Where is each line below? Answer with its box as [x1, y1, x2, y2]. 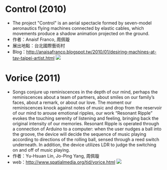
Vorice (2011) [5, 73, 61, 84]
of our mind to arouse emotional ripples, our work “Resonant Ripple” [12, 110, 153, 116]
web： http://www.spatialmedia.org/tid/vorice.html [12, 159, 116, 165]
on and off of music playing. [12, 147, 70, 153]
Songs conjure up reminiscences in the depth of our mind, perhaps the [12, 88, 158, 95]
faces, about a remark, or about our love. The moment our [12, 99, 132, 105]
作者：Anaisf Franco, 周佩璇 [12, 36, 70, 42]
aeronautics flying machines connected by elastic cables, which [12, 25, 145, 31]
